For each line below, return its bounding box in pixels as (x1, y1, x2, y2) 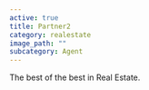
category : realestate (9, 30, 92, 39)
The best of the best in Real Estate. (9, 72, 141, 83)
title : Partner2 (9, 22, 71, 31)
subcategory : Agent (9, 47, 84, 56)
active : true (9, 13, 59, 23)
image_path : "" (9, 38, 67, 48)
